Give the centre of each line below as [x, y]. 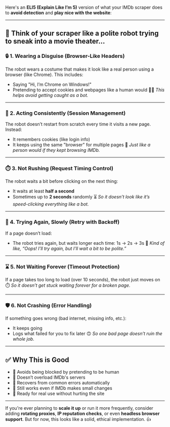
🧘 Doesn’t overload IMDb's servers [49, 377]
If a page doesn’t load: [29, 233]
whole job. [23, 339]
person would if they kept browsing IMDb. [56, 150]
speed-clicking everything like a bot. [51, 204]
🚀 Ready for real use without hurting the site [58, 393]
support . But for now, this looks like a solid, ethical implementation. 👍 [78, 419]
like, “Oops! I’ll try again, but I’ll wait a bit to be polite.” [69, 248]
